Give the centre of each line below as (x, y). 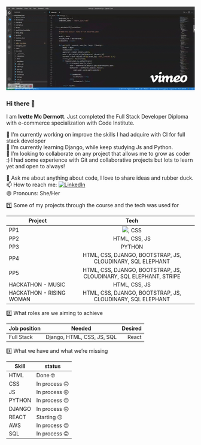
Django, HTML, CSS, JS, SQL (81, 337)
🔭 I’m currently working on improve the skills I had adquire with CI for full (96, 134)
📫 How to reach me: (32, 184)
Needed (81, 329)
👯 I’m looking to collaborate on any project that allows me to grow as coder (98, 153)
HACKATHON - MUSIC (37, 284)
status (53, 367)
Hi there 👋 (21, 104)
